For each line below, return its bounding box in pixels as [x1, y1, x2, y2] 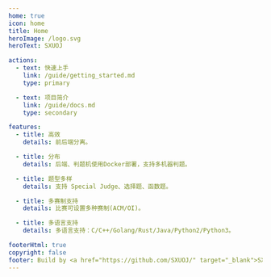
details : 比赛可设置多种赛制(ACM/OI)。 [23, 204, 145, 212]
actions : [8, 57, 38, 65]
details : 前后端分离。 [23, 138, 92, 146]
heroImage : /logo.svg [8, 34, 81, 43]
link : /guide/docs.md [23, 101, 95, 109]
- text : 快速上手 [15, 64, 69, 73]
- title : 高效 [15, 131, 60, 139]
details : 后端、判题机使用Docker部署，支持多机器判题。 [23, 160, 191, 168]
